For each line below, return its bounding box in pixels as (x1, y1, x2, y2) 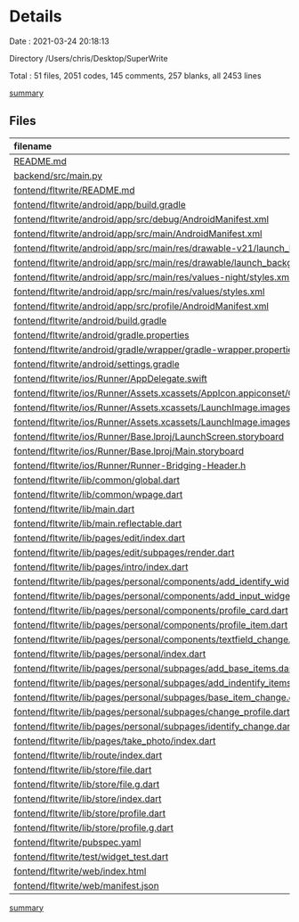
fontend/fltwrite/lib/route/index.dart (13, 749, 163, 761)
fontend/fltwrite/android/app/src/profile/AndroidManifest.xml (13, 300, 270, 312)
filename (13, 140, 53, 152)
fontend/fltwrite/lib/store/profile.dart (13, 807, 166, 819)
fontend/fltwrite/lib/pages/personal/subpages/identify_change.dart (13, 720, 294, 732)
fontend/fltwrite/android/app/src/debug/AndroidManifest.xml (13, 212, 270, 225)
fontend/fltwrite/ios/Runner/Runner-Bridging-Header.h (13, 459, 246, 472)
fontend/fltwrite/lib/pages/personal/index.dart (13, 647, 206, 660)
